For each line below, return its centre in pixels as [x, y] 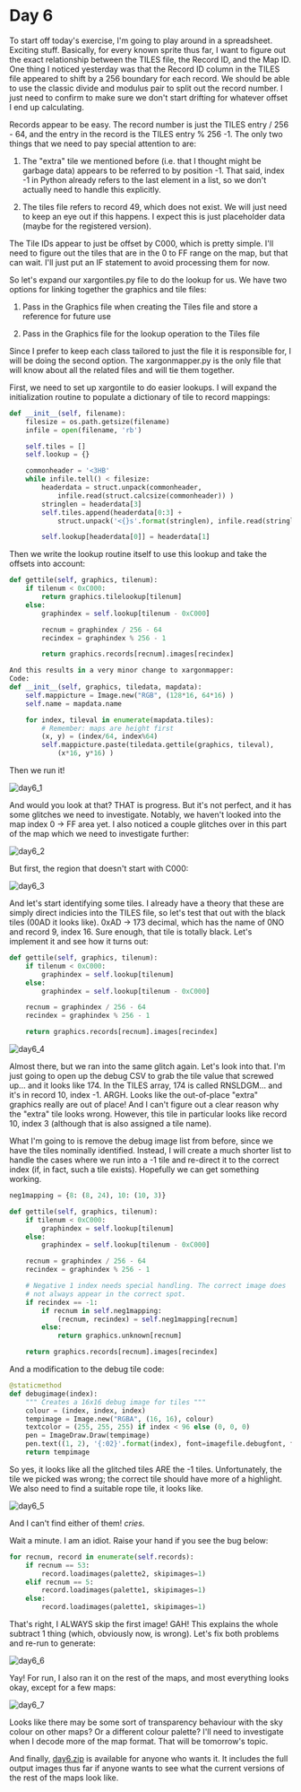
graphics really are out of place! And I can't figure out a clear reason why [144, 1105]
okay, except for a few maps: [63, 1688]
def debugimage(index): [54, 1394]
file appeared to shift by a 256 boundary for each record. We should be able [150, 78]
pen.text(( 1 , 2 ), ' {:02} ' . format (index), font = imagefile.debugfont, [156, 1444]
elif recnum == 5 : [60, 1582]
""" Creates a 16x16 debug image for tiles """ [116, 1402]
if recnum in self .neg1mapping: [102, 1310]
